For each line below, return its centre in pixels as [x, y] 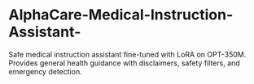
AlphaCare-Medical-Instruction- [121, 15]
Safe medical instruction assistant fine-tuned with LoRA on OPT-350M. [127, 54]
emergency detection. [46, 71]
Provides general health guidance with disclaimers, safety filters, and [124, 63]
